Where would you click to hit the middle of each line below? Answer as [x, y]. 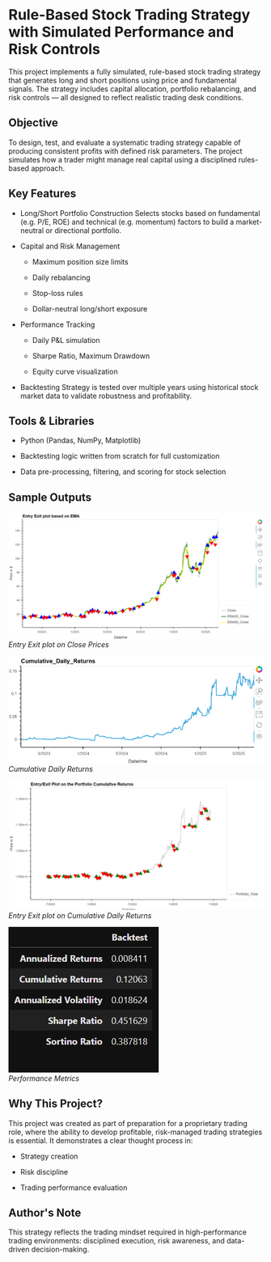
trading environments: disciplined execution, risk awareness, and [116, 1241]
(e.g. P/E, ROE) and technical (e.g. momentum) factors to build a [127, 222]
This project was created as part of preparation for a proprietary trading [128, 1123]
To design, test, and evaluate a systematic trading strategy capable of [125, 142]
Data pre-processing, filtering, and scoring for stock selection [123, 472]
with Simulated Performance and [121, 32]
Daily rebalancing [61, 277]
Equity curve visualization [75, 371]
